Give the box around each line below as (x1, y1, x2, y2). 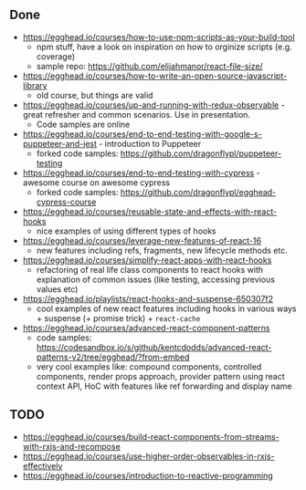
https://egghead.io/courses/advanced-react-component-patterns (22, 322, 270, 333)
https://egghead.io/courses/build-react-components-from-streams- (22, 431, 280, 442)
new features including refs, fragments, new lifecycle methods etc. (36, 245, 288, 255)
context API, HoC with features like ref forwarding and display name (36, 381, 292, 391)
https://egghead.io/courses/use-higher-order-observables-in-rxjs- (22, 451, 275, 462)
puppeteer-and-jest (22, 138, 98, 149)
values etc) (36, 283, 79, 295)
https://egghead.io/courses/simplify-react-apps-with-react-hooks (22, 255, 272, 266)
